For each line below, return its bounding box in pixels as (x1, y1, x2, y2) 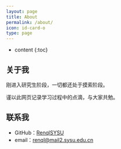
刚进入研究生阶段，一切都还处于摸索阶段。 (6, 81, 108, 88)
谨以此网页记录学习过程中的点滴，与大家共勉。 (6, 93, 118, 101)
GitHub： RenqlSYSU (14, 129, 64, 136)
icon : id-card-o (6, 25, 45, 31)
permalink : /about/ (6, 19, 54, 25)
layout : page (6, 8, 38, 15)
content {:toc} (14, 46, 48, 53)
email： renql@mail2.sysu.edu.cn (14, 136, 94, 143)
